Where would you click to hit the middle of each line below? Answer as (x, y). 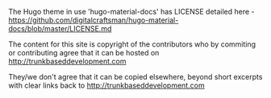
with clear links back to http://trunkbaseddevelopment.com (106, 85)
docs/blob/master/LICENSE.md (60, 29)
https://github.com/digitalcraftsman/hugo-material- (94, 20)
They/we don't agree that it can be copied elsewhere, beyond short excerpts (135, 77)
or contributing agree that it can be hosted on (84, 53)
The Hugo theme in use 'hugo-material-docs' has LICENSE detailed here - (132, 12)
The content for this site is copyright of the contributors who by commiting (132, 44)
